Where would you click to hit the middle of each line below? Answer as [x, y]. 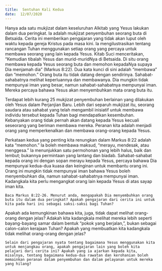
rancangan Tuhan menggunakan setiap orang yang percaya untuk [71, 49]
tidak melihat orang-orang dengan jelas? [46, 234]
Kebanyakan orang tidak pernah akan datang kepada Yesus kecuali [72, 120]
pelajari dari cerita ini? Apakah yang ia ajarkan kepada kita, [71, 251]
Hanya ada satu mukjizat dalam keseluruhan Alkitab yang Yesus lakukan [77, 28]
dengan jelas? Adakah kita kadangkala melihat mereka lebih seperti [85, 218]
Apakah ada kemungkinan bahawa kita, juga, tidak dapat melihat [69, 213]
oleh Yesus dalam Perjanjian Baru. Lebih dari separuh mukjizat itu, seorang [80, 105]
